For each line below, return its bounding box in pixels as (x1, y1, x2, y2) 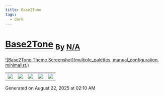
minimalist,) (5, 62, 29, 68)
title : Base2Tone (5, 7, 42, 13)
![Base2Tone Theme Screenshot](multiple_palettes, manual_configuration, (5, 56, 159, 63)
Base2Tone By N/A (5, 38, 80, 52)
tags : (5, 12, 17, 17)
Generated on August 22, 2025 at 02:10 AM (5, 85, 96, 91)
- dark (10, 17, 24, 22)
